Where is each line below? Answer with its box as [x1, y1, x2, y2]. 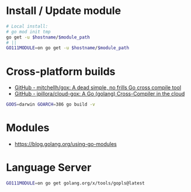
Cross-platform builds [6, 65, 116, 78]
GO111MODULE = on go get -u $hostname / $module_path [6, 45, 130, 51]
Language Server [6, 161, 92, 174]
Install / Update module [6, 4, 121, 18]
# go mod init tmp [6, 29, 51, 34]
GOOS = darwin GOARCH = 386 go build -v [6, 102, 95, 107]
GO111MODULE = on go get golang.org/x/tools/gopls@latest [6, 180, 145, 186]
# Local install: [6, 23, 48, 29]
